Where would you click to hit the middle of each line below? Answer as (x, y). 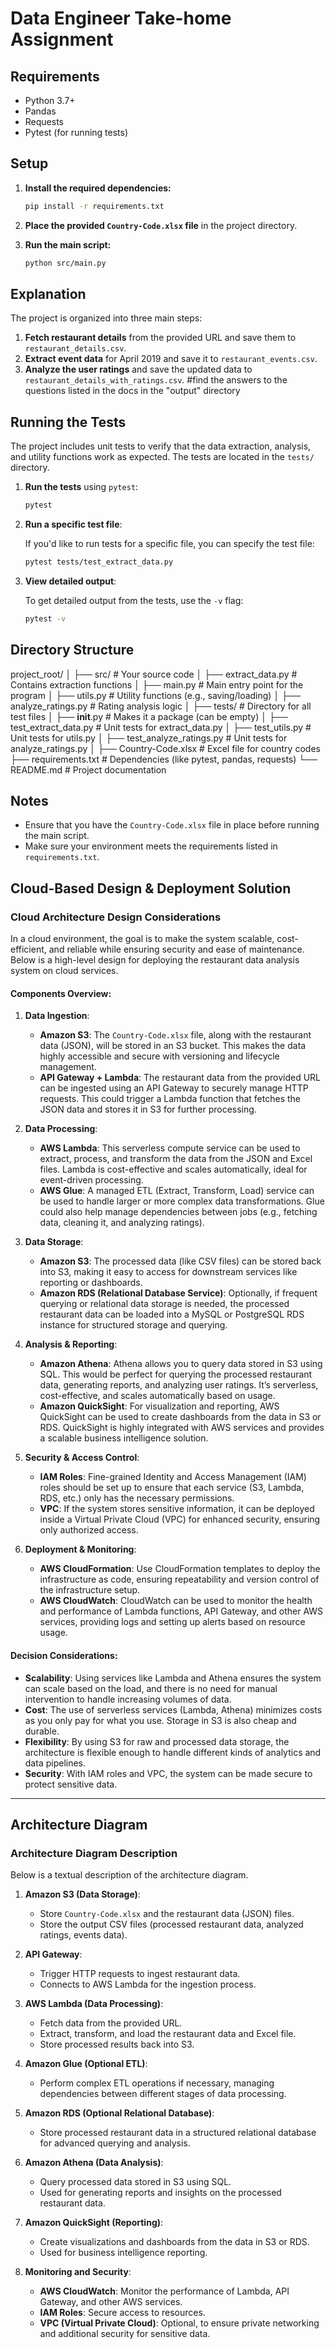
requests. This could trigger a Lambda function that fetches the (170, 1099)
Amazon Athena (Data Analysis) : (94, 2163)
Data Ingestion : (57, 1016)
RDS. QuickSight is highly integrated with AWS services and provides (182, 1428)
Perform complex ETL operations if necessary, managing (157, 2083)
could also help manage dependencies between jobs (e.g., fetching (178, 1212)
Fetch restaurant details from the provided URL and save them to (160, 338)
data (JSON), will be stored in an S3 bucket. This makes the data (173, 1046)
